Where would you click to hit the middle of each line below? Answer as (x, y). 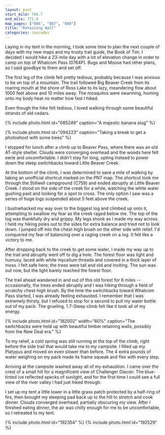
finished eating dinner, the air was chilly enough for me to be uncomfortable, (83, 408)
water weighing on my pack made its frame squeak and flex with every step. (82, 357)
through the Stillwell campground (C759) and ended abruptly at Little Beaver (82, 183)
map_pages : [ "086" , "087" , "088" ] (41, 23)
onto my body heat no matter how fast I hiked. (52, 98)
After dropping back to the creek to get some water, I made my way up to (79, 249)
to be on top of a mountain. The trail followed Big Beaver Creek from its (77, 83)
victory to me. (19, 240)
